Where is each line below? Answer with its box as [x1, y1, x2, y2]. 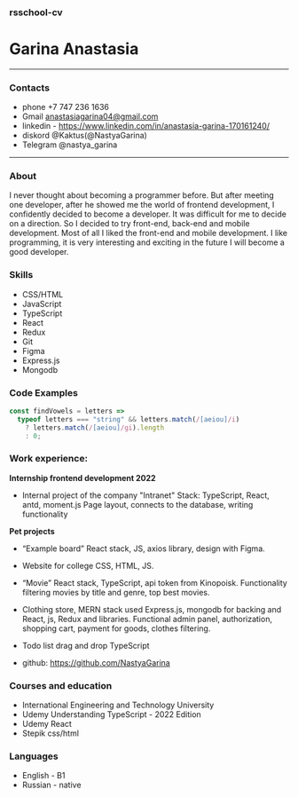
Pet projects [9, 525, 55, 536]
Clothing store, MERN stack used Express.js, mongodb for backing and [21, 604, 282, 614]
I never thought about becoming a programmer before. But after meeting [9, 190, 275, 201]
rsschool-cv [9, 6, 64, 19]
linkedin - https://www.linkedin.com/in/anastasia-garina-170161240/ [21, 121, 271, 131]
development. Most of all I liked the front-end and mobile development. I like [9, 228, 288, 239]
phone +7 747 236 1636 [21, 102, 109, 113]
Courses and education [9, 679, 113, 691]
